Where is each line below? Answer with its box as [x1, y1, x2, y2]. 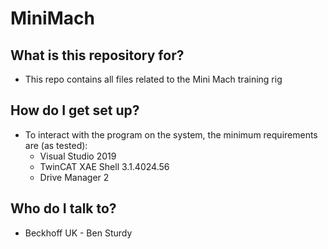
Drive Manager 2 [39, 171, 110, 183]
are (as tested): [24, 139, 88, 151]
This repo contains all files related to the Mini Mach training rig [24, 73, 283, 85]
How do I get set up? [10, 102, 140, 119]
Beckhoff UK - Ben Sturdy [24, 227, 133, 239]
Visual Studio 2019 [39, 150, 117, 162]
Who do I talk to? [10, 200, 117, 217]
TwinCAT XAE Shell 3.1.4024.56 [39, 160, 170, 172]
